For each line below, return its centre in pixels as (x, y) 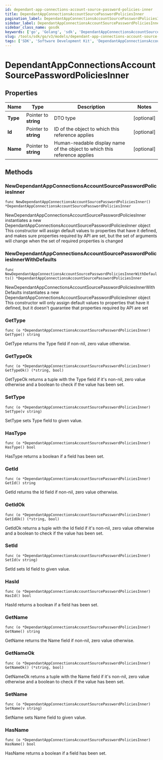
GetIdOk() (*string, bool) (32, 519)
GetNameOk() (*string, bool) (34, 667)
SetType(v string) (24, 412)
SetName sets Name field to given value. (46, 717)
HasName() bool (20, 744)
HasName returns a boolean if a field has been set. (56, 753)
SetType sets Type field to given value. (44, 420)
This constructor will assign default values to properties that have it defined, (81, 231)
